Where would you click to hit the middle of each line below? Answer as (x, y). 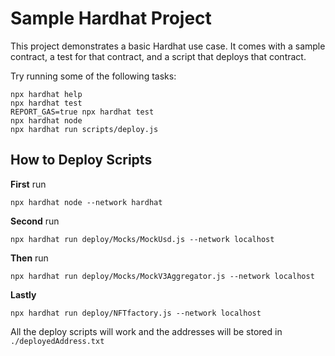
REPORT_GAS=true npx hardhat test (82, 112)
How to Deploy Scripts (81, 160)
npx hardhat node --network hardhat (86, 202)
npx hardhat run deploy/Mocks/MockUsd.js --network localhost (142, 239)
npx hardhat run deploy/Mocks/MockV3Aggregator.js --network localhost (162, 276)
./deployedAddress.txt (57, 341)
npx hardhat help (46, 94)
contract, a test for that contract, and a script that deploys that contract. (158, 56)
